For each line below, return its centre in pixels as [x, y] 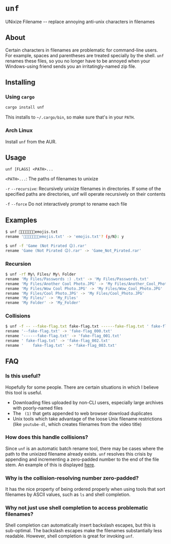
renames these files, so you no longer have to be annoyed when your [78, 61]
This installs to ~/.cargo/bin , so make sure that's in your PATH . [70, 117]
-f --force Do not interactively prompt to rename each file [66, 204]
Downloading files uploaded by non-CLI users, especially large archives [88, 403]
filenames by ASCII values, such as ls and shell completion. [68, 494]
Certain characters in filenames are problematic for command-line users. [82, 50]
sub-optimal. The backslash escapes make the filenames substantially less [84, 531]
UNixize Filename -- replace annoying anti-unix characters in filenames [80, 21]
